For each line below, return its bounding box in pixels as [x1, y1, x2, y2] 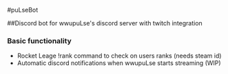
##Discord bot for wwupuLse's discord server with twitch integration [7, 19, 203, 27]
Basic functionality [7, 36, 72, 45]
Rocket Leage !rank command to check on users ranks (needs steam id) [17, 51, 222, 60]
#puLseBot [7, 6, 39, 14]
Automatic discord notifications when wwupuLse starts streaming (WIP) [17, 59, 222, 67]
